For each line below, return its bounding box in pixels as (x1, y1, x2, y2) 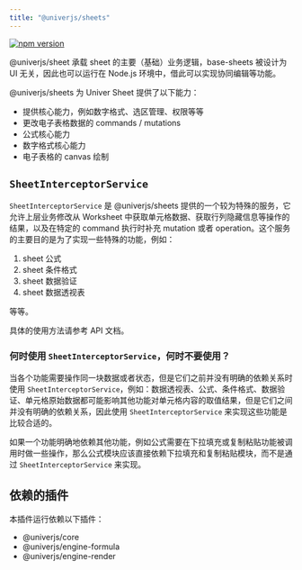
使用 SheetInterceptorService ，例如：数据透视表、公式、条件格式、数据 (9, 384, 278, 394)
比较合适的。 (9, 417, 57, 428)
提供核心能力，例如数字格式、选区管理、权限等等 (22, 105, 204, 117)
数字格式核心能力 (22, 140, 86, 150)
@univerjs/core (22, 531, 79, 542)
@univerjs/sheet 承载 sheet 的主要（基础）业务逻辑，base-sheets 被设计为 (9, 56, 288, 68)
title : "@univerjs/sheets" (9, 13, 111, 23)
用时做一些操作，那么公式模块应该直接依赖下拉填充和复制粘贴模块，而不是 (9, 448, 285, 458)
